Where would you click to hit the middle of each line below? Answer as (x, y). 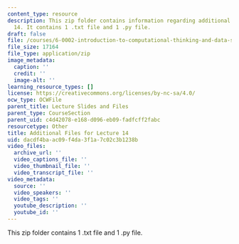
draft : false (27, 34)
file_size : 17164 (33, 47)
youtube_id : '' (36, 213)
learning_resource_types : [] (51, 87)
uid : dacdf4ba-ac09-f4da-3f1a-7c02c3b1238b (73, 139)
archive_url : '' (38, 153)
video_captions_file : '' (51, 160)
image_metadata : (31, 60)
